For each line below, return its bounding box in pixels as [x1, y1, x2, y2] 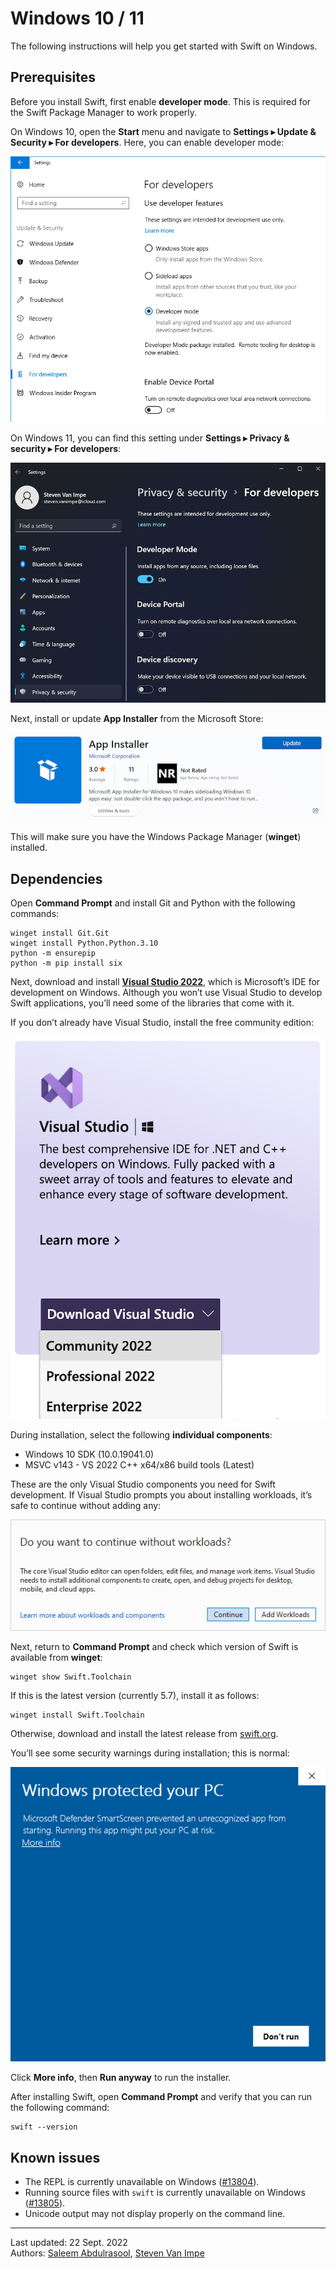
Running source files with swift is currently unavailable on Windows [24, 2187, 306, 2199]
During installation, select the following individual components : [10, 1429, 273, 1441]
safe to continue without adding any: [10, 1500, 162, 1512]
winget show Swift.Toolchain [10, 1672, 132, 1682]
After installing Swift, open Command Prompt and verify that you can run [10, 2091, 312, 2103]
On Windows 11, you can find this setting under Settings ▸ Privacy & [10, 432, 290, 444]
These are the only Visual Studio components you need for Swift [10, 1478, 276, 1491]
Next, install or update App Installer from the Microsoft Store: [10, 713, 264, 725]
